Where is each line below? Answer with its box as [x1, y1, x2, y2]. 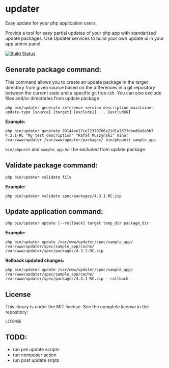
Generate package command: [5, 65, 102, 74]
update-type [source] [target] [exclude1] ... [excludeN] [5, 109, 131, 115]
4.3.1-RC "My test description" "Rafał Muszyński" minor [5, 133, 129, 138]
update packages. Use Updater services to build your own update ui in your [5, 35, 164, 41]
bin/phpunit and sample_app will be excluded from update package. [5, 146, 147, 152]
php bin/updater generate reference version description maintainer [5, 105, 154, 110]
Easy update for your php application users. [5, 20, 97, 26]
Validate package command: [5, 161, 98, 170]
